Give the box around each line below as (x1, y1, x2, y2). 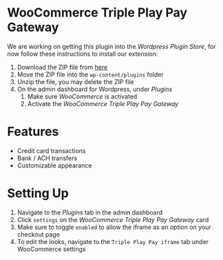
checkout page (17, 230, 61, 239)
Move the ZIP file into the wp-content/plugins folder (17, 70, 164, 79)
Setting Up (7, 186, 69, 201)
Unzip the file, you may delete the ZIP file (17, 77, 134, 86)
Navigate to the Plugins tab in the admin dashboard (17, 208, 163, 217)
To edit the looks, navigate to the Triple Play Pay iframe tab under (17, 237, 209, 246)
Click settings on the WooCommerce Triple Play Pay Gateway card (17, 215, 209, 223)
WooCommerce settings (17, 245, 86, 253)
